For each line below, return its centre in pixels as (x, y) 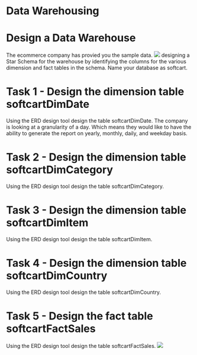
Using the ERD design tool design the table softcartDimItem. (79, 239)
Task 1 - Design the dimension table (95, 92)
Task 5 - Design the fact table (80, 316)
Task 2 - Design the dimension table (96, 157)
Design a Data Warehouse (71, 38)
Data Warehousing (53, 11)
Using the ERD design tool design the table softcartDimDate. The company (97, 121)
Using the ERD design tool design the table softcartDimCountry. (84, 292)
